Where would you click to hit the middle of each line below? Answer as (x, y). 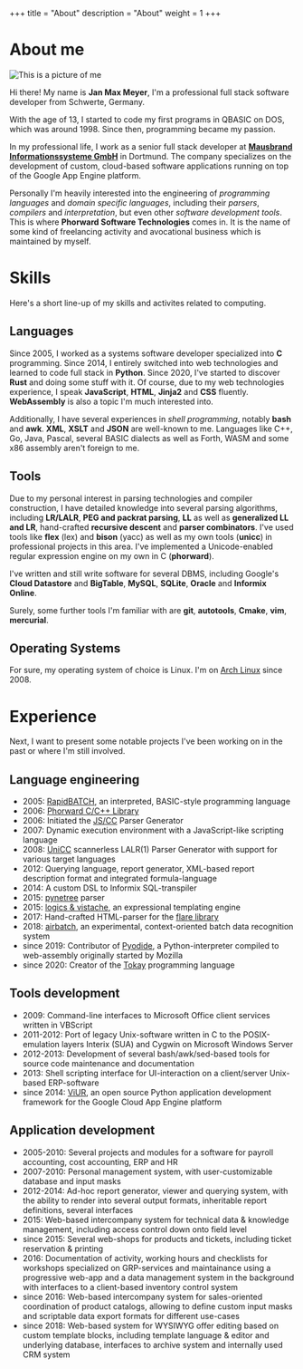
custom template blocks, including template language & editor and (146, 1335)
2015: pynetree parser (64, 898)
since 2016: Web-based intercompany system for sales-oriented (142, 1297)
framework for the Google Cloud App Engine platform (122, 1102)
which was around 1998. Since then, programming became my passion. (142, 129)
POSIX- (257, 1034)
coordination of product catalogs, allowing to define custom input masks (157, 1306)
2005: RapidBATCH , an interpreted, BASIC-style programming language (156, 802)
